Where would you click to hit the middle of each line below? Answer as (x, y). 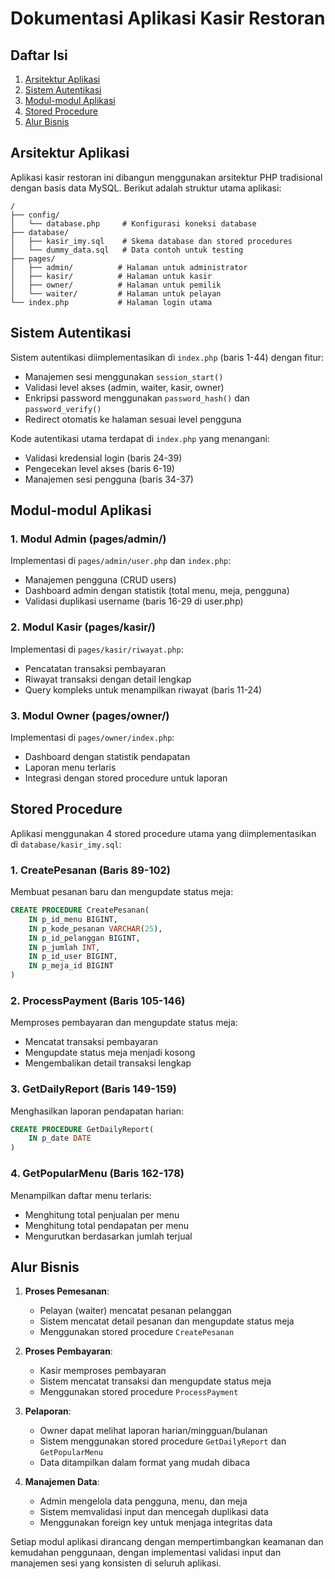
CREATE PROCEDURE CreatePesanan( (80, 910)
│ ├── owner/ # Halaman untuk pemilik (116, 285)
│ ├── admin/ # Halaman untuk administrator (129, 267)
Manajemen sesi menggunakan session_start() (124, 376)
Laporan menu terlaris (70, 767)
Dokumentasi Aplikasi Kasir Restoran (168, 18)
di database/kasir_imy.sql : (66, 844)
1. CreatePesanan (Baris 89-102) (91, 870)
